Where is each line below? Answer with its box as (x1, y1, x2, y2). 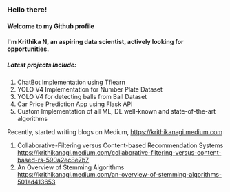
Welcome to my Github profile (7, 22, 94, 30)
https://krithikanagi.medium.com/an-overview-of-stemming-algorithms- (17, 171, 222, 179)
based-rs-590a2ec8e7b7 (17, 156, 90, 164)
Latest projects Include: (7, 61, 77, 69)
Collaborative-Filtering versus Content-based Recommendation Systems (17, 141, 224, 149)
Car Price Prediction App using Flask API (17, 100, 133, 108)
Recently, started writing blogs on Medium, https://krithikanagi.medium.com (7, 128, 222, 136)
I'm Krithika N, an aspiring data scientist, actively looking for (7, 38, 184, 46)
